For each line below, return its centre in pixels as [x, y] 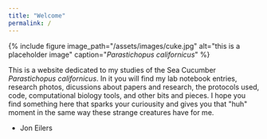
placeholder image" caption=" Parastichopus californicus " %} [109, 54]
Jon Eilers [36, 128]
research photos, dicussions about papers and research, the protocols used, [134, 87]
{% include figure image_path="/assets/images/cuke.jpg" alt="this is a [124, 46]
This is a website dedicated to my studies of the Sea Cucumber [112, 69]
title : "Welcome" [37, 16]
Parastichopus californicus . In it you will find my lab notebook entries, [123, 78]
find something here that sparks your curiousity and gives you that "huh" [128, 104]
